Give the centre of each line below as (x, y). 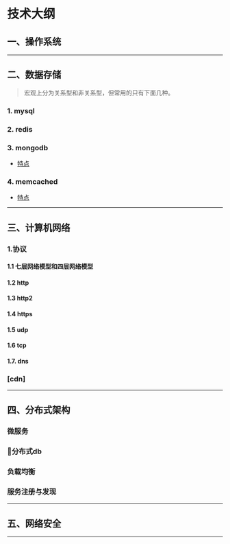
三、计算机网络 (39, 227)
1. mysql (21, 110)
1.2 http (18, 283)
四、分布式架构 (39, 410)
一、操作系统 (34, 42)
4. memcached (33, 181)
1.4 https (20, 314)
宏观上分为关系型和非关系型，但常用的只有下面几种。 (99, 93)
